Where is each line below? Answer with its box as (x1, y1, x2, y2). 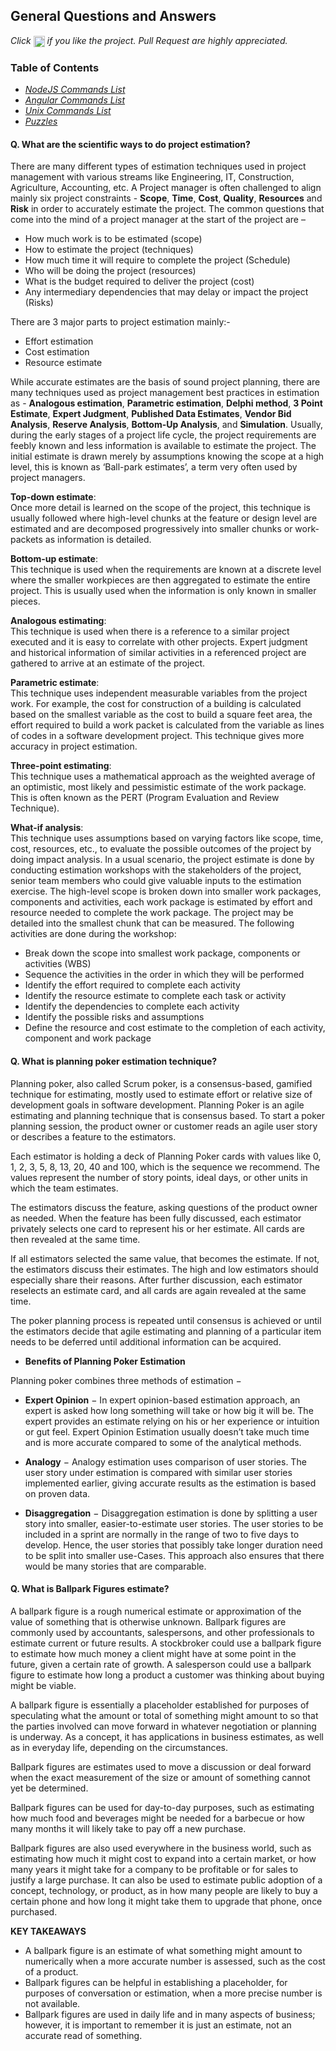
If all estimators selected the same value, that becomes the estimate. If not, (10, 1252, 320, 1264)
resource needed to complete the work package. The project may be (10, 907, 294, 919)
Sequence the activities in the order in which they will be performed (24, 969, 305, 981)
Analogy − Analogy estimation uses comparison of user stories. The (24, 1455, 307, 1468)
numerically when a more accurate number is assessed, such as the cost (24, 1955, 326, 1967)
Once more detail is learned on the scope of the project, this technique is (10, 502, 311, 514)
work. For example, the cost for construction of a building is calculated (10, 698, 302, 710)
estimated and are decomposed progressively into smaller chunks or (10, 523, 293, 535)
